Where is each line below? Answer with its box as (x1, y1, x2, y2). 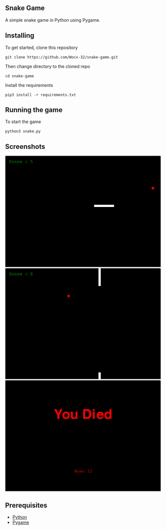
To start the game (5, 119, 41, 125)
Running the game (5, 106, 63, 114)
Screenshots (5, 142, 45, 151)
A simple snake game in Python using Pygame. (5, 17, 100, 23)
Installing (5, 32, 35, 40)
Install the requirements (5, 82, 53, 88)
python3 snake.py (5, 129, 41, 134)
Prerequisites (5, 501, 47, 509)
